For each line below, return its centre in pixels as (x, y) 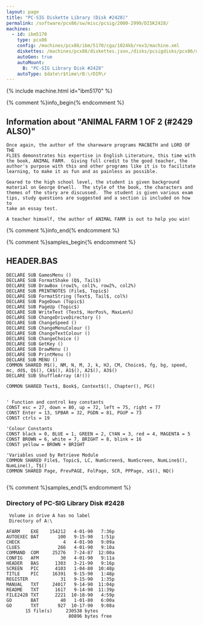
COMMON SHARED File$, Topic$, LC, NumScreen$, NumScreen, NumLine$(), (97, 460)
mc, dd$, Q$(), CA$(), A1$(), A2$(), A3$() (62, 370)
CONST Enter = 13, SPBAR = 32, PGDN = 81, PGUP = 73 (74, 413)
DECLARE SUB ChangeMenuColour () (48, 328)
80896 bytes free (90, 617)
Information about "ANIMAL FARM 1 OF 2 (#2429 (100, 122)
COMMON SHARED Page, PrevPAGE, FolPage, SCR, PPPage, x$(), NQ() (90, 471)
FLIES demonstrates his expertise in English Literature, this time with (101, 156)
